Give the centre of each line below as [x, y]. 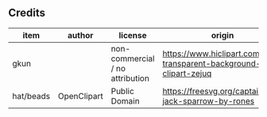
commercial [133, 58]
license [133, 35]
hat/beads [31, 96]
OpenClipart [80, 96]
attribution [130, 78]
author [80, 35]
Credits [27, 13]
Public [123, 91]
